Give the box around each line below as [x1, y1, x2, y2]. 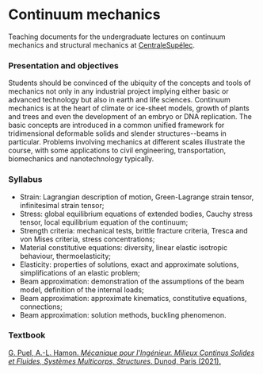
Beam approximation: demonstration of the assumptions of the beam [19, 276, 245, 286]
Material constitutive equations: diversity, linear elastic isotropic [19, 242, 228, 252]
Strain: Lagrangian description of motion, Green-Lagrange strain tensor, [19, 192, 254, 202]
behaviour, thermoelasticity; [19, 251, 112, 260]
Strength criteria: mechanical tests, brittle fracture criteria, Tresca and [19, 226, 248, 235]
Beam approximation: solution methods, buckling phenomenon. [19, 310, 227, 319]
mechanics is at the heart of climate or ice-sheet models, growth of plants [8, 103, 250, 113]
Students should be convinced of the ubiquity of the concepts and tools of [8, 78, 251, 88]
